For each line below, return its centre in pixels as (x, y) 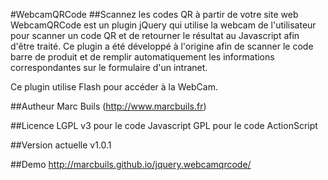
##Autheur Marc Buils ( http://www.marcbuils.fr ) (108, 106)
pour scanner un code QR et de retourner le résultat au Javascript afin (155, 35)
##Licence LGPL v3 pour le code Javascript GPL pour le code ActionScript (164, 125)
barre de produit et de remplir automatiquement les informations (142, 57)
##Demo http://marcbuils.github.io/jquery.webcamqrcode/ (131, 164)
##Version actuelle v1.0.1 (61, 145)
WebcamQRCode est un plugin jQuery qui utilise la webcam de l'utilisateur (163, 25)
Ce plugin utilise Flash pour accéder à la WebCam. (114, 87)
